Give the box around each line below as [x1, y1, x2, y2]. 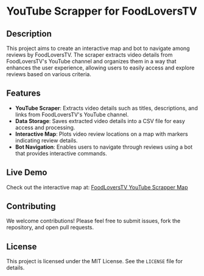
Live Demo [6, 168, 47, 178]
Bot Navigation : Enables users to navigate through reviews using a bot [15, 143, 193, 150]
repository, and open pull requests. [6, 224, 94, 231]
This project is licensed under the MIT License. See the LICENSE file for [6, 258, 183, 265]
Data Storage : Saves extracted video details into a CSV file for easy [15, 117, 186, 124]
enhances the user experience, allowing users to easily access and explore [6, 64, 195, 71]
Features [6, 88, 41, 99]
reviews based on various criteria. [6, 71, 91, 77]
